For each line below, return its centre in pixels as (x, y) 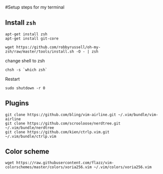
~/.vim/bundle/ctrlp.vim (31, 136)
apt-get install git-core (32, 38)
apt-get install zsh (27, 34)
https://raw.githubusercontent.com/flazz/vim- (65, 163)
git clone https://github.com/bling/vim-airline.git (61, 115)
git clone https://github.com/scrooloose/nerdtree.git (63, 123)
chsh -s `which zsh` (27, 70)
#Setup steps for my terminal (35, 7)
